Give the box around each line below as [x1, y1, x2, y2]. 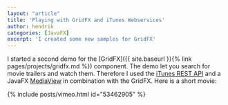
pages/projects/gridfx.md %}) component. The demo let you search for [7, 62, 211, 70]
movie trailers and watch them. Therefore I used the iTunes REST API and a [7, 70, 221, 78]
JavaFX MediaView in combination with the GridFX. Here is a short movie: [7, 77, 217, 85]
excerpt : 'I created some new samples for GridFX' [7, 36, 156, 43]
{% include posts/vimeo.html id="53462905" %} [7, 90, 146, 99]
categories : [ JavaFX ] [7, 29, 70, 37]
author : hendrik [7, 23, 54, 30]
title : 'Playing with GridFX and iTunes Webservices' [7, 17, 166, 23]
